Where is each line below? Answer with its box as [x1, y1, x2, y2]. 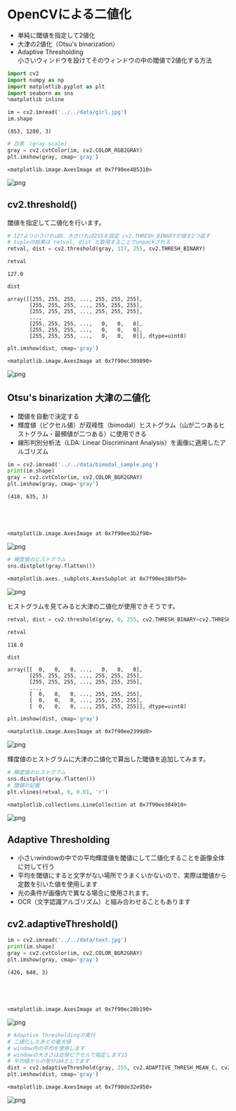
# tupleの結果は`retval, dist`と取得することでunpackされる [7, 239, 171, 246]
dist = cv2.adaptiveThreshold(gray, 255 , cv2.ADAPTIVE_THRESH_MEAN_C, [7, 1065, 218, 1072]
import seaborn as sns [7, 89, 74, 97]
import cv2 [7, 70, 39, 77]
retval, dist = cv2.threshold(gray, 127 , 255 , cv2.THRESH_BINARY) [7, 245, 206, 253]
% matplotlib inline [7, 96, 65, 103]
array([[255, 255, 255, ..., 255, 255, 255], [7, 296, 143, 303]
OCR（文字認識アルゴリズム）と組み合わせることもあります [17, 897, 191, 906]
